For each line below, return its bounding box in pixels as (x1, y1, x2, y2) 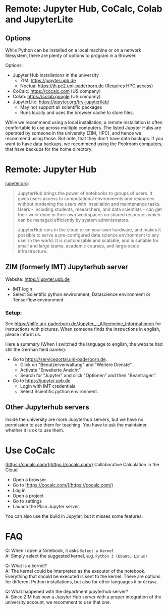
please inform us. (5, 331, 41, 338)
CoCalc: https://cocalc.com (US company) (12, 88, 101, 94)
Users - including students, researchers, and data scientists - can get (17, 206, 162, 212)
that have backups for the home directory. (5, 146, 93, 152)
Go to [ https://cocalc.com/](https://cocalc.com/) (12, 482, 114, 488)
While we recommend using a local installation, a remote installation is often (5, 119, 163, 125)
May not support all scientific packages (20, 104, 102, 110)
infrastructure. (17, 248, 48, 254)
